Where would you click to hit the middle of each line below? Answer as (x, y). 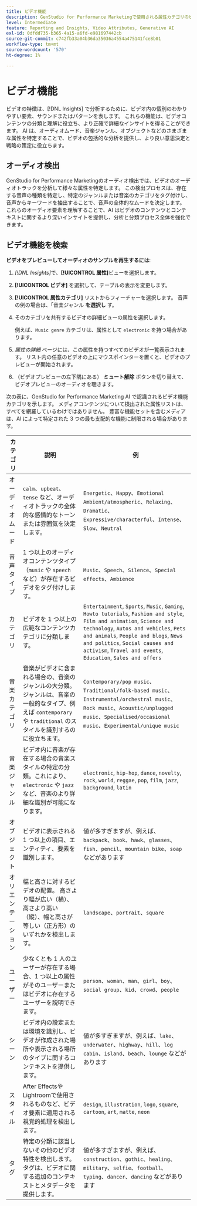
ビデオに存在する (52, 994)
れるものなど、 (43, 1104)
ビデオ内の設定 (43, 1023)
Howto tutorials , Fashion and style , (134, 614)
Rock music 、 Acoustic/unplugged (128, 708)
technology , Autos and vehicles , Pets (134, 629)
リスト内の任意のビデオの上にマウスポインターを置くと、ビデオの (106, 357)
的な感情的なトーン (49, 515)
